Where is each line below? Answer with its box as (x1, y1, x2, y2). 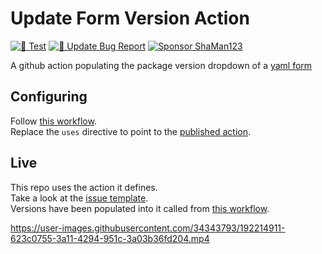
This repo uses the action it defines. (10, 181, 158, 193)
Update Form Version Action (10, 7, 250, 30)
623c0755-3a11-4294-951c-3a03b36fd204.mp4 (10, 232, 210, 244)
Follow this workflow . (10, 115, 97, 127)
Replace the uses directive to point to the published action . (10, 125, 252, 137)
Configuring (10, 88, 88, 106)
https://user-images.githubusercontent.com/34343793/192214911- (10, 222, 286, 234)
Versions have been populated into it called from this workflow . (10, 202, 270, 214)
